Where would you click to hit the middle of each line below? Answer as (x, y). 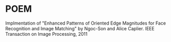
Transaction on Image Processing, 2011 (46, 34)
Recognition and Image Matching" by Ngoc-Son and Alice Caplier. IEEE (80, 28)
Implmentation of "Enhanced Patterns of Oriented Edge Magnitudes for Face (86, 23)
